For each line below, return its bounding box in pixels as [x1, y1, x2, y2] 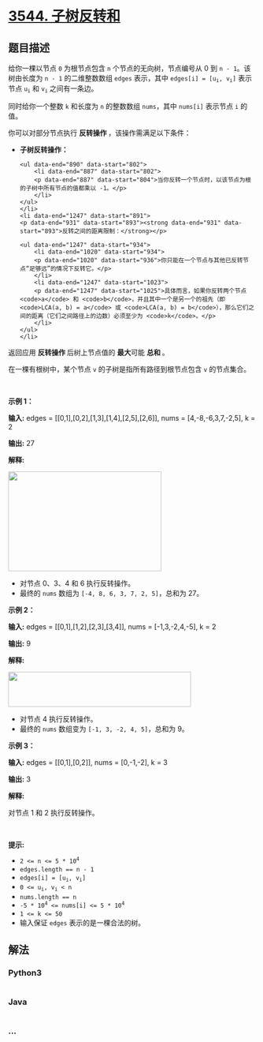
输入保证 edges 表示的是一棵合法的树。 [19, 917, 146, 928]
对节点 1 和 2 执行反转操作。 [8, 808, 99, 817]
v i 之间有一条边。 [40, 84, 98, 95]
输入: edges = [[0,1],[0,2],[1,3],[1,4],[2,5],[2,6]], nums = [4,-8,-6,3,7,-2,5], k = [8, 413, 256, 422]
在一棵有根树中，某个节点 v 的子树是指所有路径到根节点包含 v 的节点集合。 [8, 364, 251, 373]
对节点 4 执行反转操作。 [19, 714, 98, 723]
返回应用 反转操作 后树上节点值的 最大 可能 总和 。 [8, 347, 169, 357]
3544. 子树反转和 [8, 7, 120, 25]
